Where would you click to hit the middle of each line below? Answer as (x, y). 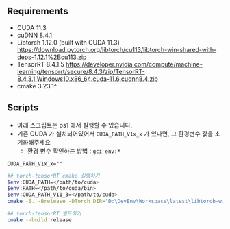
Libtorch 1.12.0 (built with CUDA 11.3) (68, 42)
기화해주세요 (34, 142)
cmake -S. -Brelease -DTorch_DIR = (56, 202)
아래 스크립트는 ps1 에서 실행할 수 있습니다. (75, 125)
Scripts (23, 108)
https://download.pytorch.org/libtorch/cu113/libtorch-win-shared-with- (117, 49)
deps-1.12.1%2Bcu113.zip (52, 57)
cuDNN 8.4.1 (35, 35)
